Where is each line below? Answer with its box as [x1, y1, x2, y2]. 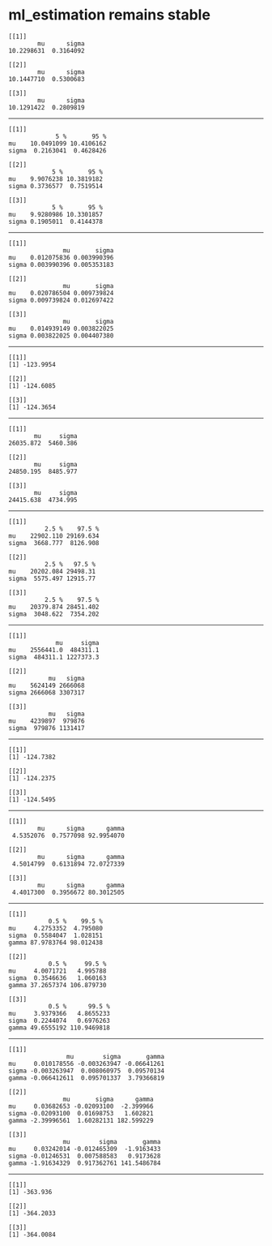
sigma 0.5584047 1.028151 [8, 931, 104, 939]
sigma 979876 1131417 [8, 724, 85, 732]
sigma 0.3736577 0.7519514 [8, 182, 104, 190]
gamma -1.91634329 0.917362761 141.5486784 [8, 1158, 161, 1167]
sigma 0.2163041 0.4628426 [8, 146, 107, 155]
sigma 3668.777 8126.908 [8, 539, 100, 547]
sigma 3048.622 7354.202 [8, 610, 100, 618]
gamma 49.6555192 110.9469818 [8, 1024, 111, 1032]
